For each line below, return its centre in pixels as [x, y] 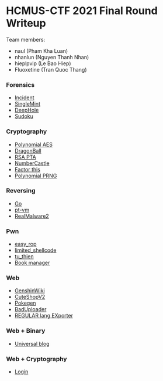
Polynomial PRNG [36, 176]
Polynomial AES [33, 144]
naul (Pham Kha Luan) [41, 50]
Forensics [20, 85]
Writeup [26, 23]
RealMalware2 [32, 216]
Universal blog [32, 343]
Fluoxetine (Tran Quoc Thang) [51, 69]
